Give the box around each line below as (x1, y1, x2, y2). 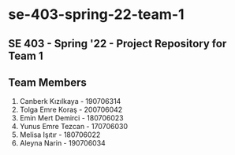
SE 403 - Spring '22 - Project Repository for (8, 37, 227, 50)
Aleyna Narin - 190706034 (19, 138, 106, 148)
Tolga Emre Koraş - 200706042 (19, 105, 123, 115)
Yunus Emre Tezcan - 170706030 (19, 122, 129, 131)
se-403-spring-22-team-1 (8, 6, 185, 24)
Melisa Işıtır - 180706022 (19, 130, 101, 139)
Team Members (8, 76, 87, 89)
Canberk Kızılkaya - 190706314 (19, 97, 121, 106)
